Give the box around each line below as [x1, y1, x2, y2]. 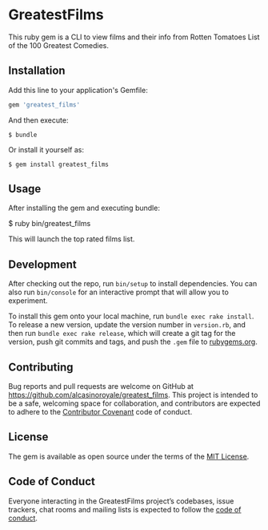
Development [8, 257, 78, 271]
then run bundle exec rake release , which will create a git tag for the [8, 329, 236, 338]
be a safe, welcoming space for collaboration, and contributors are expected [8, 399, 261, 408]
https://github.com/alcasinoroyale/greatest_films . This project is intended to [8, 390, 258, 400]
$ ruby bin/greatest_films [8, 219, 91, 229]
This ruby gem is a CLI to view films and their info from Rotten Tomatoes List [8, 32, 260, 42]
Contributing [8, 360, 74, 374]
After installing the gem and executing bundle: [8, 203, 160, 213]
